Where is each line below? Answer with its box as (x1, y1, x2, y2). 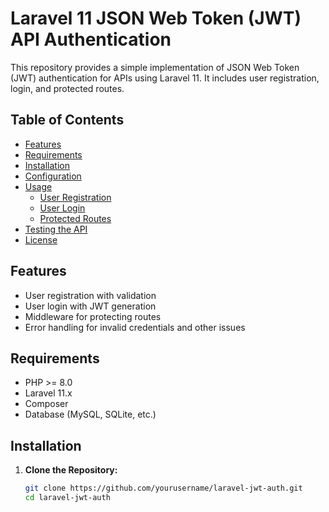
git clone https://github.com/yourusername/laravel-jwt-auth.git (24, 483, 303, 494)
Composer (24, 398, 69, 410)
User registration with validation (24, 289, 157, 301)
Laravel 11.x (24, 387, 73, 399)
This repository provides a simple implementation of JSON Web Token (10, 61, 300, 73)
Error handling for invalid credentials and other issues (24, 321, 246, 333)
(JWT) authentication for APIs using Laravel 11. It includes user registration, (10, 72, 320, 84)
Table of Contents (10, 112, 125, 129)
